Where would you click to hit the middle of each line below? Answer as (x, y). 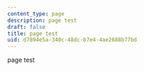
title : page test (33, 33)
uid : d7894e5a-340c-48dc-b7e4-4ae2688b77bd (72, 40)
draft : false (26, 27)
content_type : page (36, 14)
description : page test (42, 20)
